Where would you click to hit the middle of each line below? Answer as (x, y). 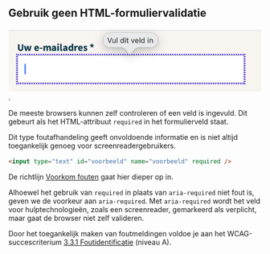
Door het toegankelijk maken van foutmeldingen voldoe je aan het (117, 234)
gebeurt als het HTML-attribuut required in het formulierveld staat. (119, 122)
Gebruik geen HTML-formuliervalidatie (107, 13)
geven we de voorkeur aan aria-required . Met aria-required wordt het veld (135, 201)
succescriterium (35, 242)
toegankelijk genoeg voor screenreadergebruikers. (92, 146)
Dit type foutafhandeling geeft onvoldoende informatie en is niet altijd (123, 137)
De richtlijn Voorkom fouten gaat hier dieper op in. (91, 177)
